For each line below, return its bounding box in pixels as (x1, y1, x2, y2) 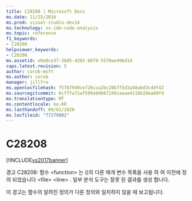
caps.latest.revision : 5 (6, 63, 67, 69)
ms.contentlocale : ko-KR (6, 101, 67, 107)
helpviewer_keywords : (6, 47, 59, 53)
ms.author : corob (6, 74, 49, 80)
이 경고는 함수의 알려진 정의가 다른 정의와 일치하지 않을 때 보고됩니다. (6, 189, 164, 196)
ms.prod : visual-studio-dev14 (6, 19, 80, 25)
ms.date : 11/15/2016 (6, 14, 57, 20)
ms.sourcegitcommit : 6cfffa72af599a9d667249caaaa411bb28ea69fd (6, 90, 164, 96)
